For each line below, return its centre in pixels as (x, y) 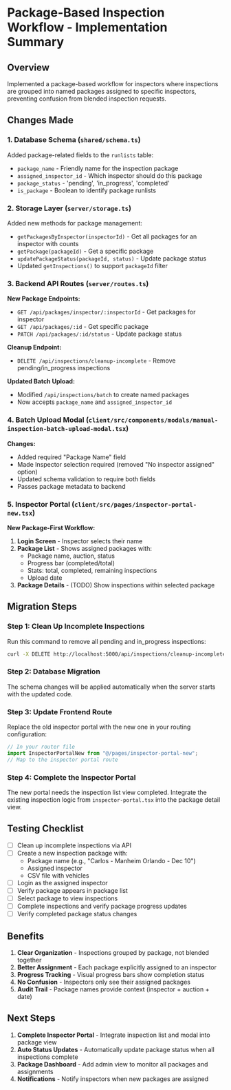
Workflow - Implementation (87, 27)
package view (37, 1042)
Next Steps (31, 1018)
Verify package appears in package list (73, 890)
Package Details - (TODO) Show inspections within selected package (116, 585)
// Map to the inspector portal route (63, 760)
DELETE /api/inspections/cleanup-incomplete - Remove (96, 361)
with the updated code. (40, 694)
